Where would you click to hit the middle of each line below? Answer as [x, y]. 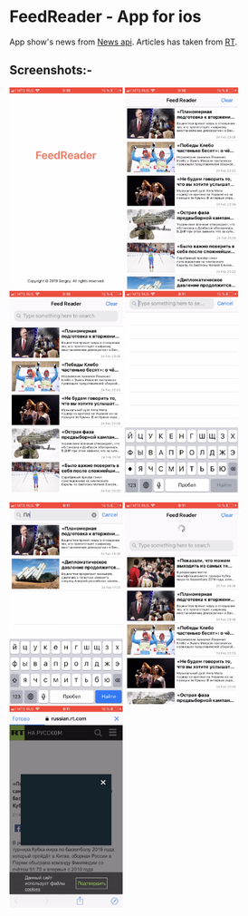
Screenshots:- [51, 70]
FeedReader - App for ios [105, 17]
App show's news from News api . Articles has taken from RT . [124, 42]
